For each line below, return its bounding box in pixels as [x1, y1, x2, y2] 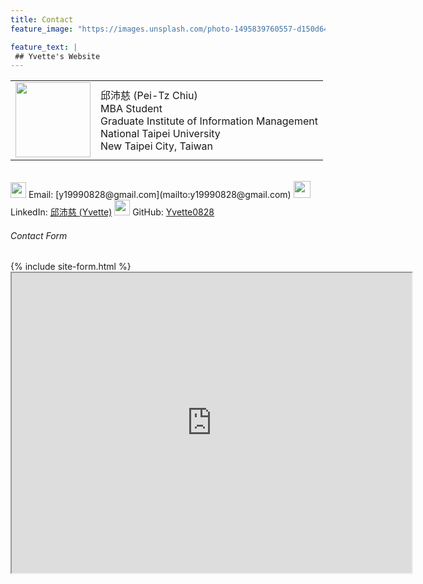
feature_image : [10, 24, 74, 34]
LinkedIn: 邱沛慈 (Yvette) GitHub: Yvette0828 [10, 206, 215, 218]
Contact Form [10, 229, 68, 241]
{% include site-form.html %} [10, 261, 132, 273]
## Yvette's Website [14, 51, 101, 61]
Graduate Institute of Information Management [100, 114, 318, 128]
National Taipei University [100, 127, 221, 141]
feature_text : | [10, 42, 78, 52]
